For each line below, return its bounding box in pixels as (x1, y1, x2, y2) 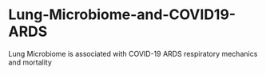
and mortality (8, 57, 52, 67)
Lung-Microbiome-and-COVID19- (8, 6, 236, 24)
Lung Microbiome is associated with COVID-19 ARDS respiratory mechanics (8, 49, 258, 58)
